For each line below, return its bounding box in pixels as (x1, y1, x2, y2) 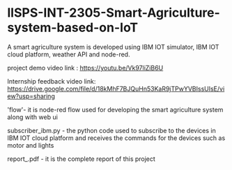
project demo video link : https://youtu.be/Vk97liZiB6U (7, 63, 164, 72)
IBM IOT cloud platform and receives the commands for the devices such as (7, 134, 226, 142)
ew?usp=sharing (7, 92, 56, 100)
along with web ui (7, 113, 58, 121)
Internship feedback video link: (7, 77, 96, 85)
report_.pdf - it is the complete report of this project (7, 155, 155, 163)
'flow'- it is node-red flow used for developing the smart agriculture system (7, 105, 224, 114)
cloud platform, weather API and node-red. (7, 50, 130, 59)
